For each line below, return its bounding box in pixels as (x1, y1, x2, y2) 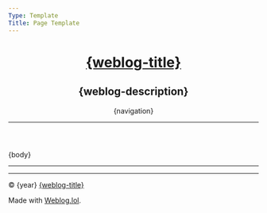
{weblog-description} (78, 85, 189, 99)
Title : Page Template (8, 19, 80, 27)
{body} (8, 149, 32, 159)
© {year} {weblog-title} (8, 180, 85, 189)
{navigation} (113, 106, 154, 115)
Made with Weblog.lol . (8, 196, 82, 205)
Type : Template (8, 11, 59, 20)
